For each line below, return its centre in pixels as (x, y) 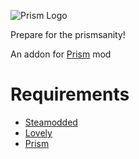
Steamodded (51, 122)
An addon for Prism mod (61, 54)
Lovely (38, 132)
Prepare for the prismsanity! (68, 34)
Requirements (70, 94)
